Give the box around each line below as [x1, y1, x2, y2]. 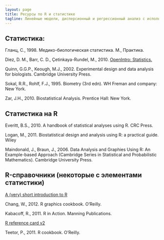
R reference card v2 [5, 220, 45, 226]
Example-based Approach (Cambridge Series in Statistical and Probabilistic [5, 152, 157, 158]
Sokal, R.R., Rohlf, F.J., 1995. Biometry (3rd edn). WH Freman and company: [5, 81, 157, 87]
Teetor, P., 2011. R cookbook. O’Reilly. [5, 229, 81, 235]
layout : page [5, 7, 32, 12]
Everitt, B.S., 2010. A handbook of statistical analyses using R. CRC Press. [5, 122, 153, 128]
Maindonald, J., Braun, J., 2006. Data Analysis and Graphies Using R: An [5, 147, 150, 152]
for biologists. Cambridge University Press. [5, 71, 92, 77]
